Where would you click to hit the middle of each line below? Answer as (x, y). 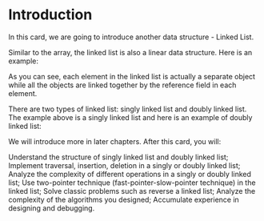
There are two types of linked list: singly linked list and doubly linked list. (128, 109)
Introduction (50, 15)
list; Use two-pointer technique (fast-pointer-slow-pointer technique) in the (132, 183)
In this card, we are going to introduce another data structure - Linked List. (131, 37)
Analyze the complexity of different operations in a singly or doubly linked (130, 174)
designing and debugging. (52, 208)
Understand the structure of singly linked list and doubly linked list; (118, 157)
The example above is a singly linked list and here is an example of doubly (130, 117)
